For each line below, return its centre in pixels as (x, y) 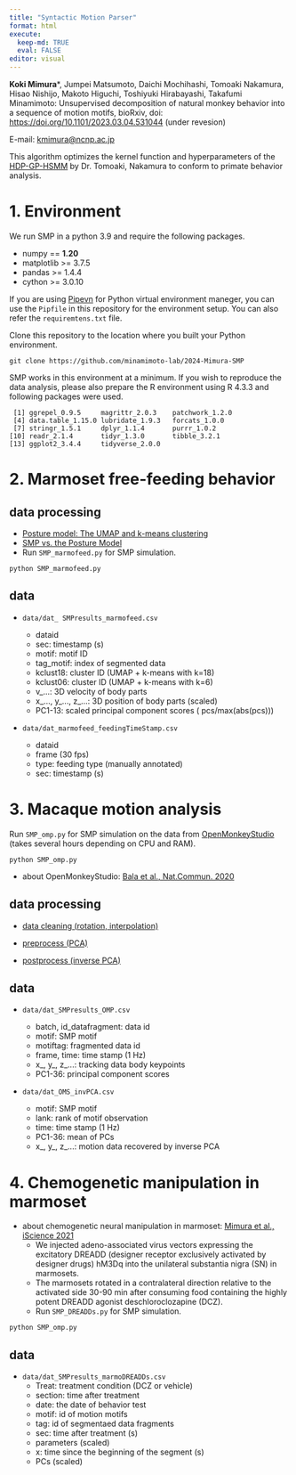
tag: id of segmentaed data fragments (105, 1424)
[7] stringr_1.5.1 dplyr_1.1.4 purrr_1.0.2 (115, 428)
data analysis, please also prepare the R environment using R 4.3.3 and (139, 387)
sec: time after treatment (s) (87, 1433)
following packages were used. (66, 396)
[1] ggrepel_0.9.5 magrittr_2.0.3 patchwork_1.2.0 (123, 412)
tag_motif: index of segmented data (100, 663)
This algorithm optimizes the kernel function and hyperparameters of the (142, 156)
